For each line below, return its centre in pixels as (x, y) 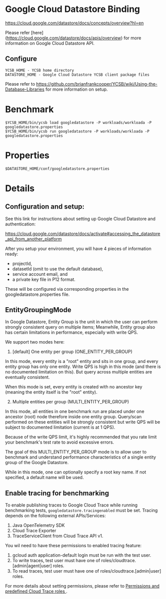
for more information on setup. (77, 89)
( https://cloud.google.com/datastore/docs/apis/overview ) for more (73, 38)
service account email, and (40, 274)
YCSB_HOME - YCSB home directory (40, 70)
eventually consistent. (28, 377)
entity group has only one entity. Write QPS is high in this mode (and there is (83, 366)
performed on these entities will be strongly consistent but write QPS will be (83, 422)
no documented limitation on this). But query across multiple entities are (79, 372)
